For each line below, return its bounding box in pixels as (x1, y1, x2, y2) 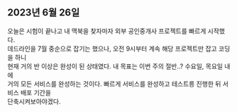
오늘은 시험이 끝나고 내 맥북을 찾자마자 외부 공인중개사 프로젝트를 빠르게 (7, 27, 206, 35)
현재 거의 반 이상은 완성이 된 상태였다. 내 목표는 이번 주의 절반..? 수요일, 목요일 (7, 62, 224, 70)
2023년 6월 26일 (7, 6, 80, 19)
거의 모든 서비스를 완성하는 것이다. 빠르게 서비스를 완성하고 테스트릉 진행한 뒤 (7, 80, 221, 88)
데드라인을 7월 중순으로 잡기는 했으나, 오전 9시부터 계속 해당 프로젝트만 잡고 (7, 44, 218, 53)
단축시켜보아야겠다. (7, 97, 61, 106)
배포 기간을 (20, 88, 52, 97)
